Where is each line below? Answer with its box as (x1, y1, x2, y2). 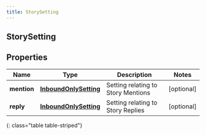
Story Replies (106, 106, 145, 114)
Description (116, 70, 152, 79)
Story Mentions (106, 88, 151, 97)
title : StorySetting (6, 9, 59, 15)
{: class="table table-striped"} (6, 122, 83, 129)
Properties (6, 53, 48, 63)
